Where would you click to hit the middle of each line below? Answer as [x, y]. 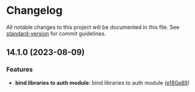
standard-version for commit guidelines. [56, 33]
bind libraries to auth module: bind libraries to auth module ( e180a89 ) [102, 82]
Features [20, 70]
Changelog [34, 11]
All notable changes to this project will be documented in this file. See [93, 27]
